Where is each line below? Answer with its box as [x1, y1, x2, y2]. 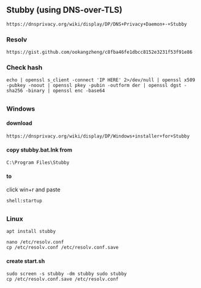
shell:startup [6, 198, 43, 204]
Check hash [6, 64, 43, 72]
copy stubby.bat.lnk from [6, 146, 72, 153]
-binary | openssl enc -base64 [25, 88, 105, 94]
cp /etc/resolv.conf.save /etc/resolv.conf [6, 276, 119, 282]
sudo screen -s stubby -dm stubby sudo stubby [6, 271, 127, 277]
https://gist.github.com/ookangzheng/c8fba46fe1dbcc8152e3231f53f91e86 [6, 49, 192, 56]
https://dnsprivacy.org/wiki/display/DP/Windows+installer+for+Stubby [6, 133, 190, 139]
